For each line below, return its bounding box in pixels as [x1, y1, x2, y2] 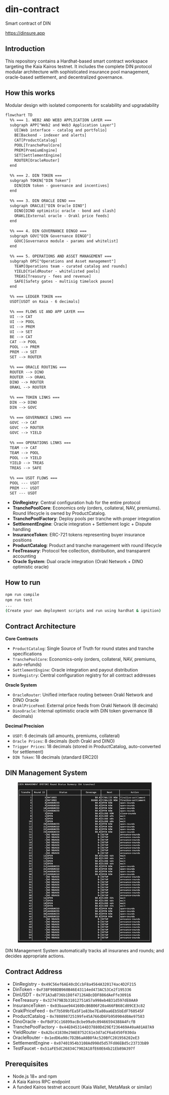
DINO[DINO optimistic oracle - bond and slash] [14, 208, 116, 213]
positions [12, 537, 32, 543]
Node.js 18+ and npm [12, 1073, 57, 1079]
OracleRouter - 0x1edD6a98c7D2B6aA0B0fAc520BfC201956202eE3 [12, 1035, 140, 1041]
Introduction [5, 44, 45, 53]
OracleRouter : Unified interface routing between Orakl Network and [12, 692, 153, 698]
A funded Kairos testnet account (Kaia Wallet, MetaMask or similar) [12, 1084, 152, 1090]
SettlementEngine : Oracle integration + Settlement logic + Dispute [12, 521, 151, 527]
